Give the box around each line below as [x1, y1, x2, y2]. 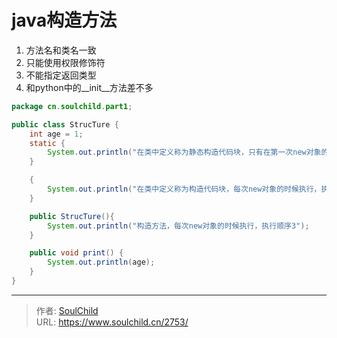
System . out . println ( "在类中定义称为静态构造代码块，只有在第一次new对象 [47, 147, 322, 158]
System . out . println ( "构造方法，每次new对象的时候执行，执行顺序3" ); [47, 221, 310, 231]
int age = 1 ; [29, 129, 84, 139]
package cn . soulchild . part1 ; [11, 101, 133, 111]
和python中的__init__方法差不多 [25, 81, 154, 93]
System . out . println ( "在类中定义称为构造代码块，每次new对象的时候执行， [47, 184, 322, 195]
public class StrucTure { [11, 119, 119, 130]
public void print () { [29, 248, 124, 258]
